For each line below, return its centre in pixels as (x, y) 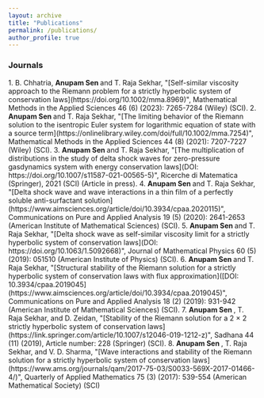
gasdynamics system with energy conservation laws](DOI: (103, 166)
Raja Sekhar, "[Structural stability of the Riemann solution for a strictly (122, 267)
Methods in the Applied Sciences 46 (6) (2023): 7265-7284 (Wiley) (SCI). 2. (132, 108)
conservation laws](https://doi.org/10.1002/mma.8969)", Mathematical (123, 99)
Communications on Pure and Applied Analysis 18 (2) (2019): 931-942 (122, 301)
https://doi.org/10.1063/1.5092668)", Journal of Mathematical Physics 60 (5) (132, 251)
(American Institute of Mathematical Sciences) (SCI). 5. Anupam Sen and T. (132, 226)
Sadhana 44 (234, 335)
